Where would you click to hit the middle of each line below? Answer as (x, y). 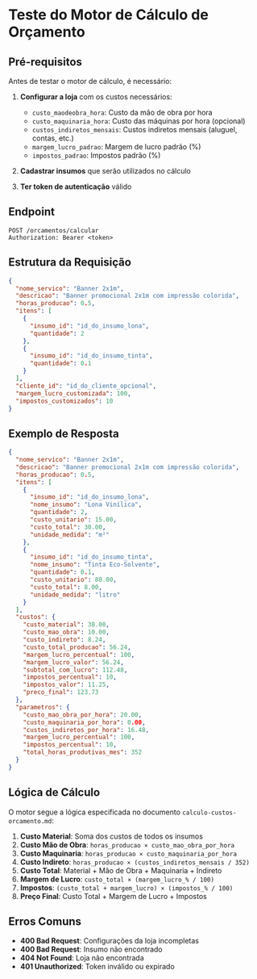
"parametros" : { (43, 707)
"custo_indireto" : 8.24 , (64, 640)
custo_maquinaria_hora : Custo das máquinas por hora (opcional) (139, 121)
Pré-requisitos (46, 62)
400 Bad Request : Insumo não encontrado (91, 949)
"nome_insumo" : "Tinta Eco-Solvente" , (95, 565)
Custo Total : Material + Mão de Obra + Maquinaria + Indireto (121, 870)
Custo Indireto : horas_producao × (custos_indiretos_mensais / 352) (135, 862)
